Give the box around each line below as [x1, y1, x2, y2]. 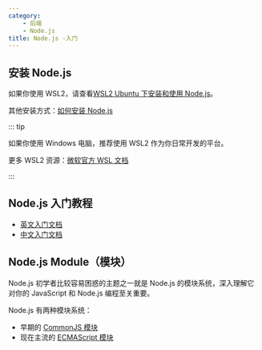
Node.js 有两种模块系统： [8, 305, 92, 315]
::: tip [8, 122, 26, 132]
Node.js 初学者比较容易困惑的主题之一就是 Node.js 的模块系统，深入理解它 [8, 278, 255, 287]
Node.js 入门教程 [8, 197, 94, 210]
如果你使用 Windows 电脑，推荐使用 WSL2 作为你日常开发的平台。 [8, 138, 228, 149]
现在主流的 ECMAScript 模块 [19, 332, 114, 342]
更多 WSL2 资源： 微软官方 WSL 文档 [8, 156, 129, 165]
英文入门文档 [19, 219, 62, 229]
